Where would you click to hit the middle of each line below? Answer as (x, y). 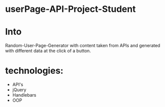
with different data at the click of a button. (48, 51)
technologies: (34, 71)
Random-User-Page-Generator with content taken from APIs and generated (83, 46)
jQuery (19, 90)
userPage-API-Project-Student (70, 9)
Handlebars (24, 95)
